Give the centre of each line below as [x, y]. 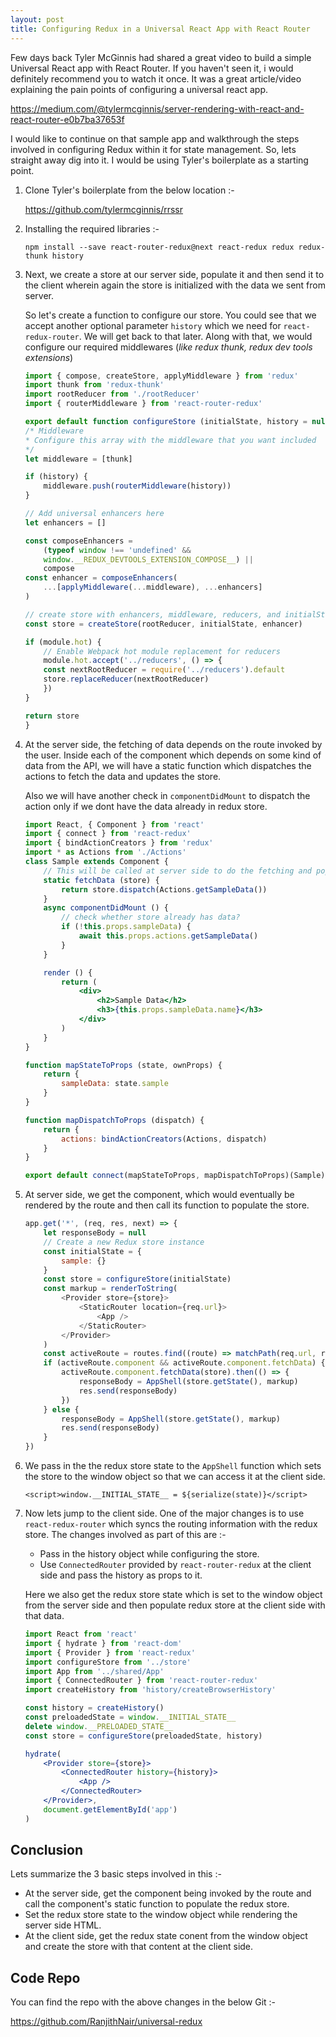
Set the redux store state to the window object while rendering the [161, 1915]
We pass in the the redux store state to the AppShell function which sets [173, 1465]
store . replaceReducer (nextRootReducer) [126, 679]
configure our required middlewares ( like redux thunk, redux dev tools [168, 347]
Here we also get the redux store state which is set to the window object [173, 1594]
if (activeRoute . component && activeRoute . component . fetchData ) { [184, 1363]
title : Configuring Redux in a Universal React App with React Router [160, 29]
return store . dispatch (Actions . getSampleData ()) [164, 889]
